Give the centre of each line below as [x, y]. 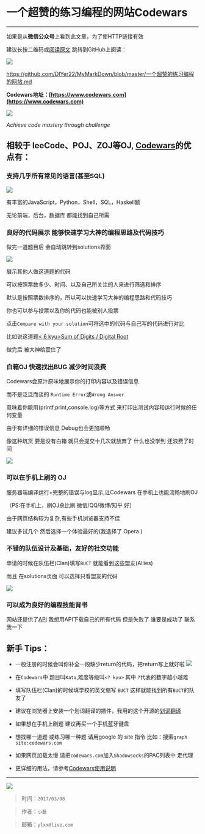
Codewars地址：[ [29, 94]
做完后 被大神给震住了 [34, 349]
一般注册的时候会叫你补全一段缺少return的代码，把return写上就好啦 [100, 664]
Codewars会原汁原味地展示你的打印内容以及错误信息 [73, 381]
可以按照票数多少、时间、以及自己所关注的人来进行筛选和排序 [84, 284]
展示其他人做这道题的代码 [38, 271]
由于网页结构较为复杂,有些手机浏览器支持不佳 [63, 518]
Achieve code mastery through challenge [58, 125]
